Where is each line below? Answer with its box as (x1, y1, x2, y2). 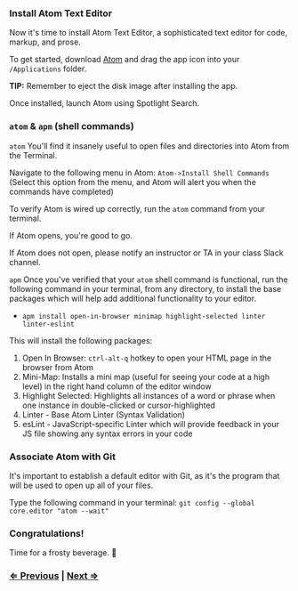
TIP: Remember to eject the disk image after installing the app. (9, 81, 238, 92)
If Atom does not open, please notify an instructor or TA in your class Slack (9, 247, 284, 258)
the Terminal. (9, 150, 58, 160)
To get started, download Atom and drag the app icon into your (9, 54, 240, 65)
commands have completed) (9, 186, 114, 197)
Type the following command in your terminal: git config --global (9, 497, 255, 507)
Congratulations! (9, 527, 85, 539)
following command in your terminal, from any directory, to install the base (9, 283, 282, 294)
